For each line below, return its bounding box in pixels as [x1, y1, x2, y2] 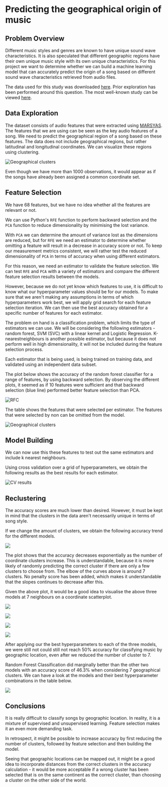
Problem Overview [5, 34, 65, 43]
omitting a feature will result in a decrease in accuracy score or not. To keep [5, 242, 162, 248]
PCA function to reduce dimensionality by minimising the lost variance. [5, 222, 149, 228]
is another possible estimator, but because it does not [45, 335, 156, 342]
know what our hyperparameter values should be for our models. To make [5, 289, 158, 295]
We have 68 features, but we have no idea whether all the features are [5, 202, 150, 208]
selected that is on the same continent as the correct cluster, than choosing [5, 772, 161, 778]
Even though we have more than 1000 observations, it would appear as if [5, 168, 156, 174]
